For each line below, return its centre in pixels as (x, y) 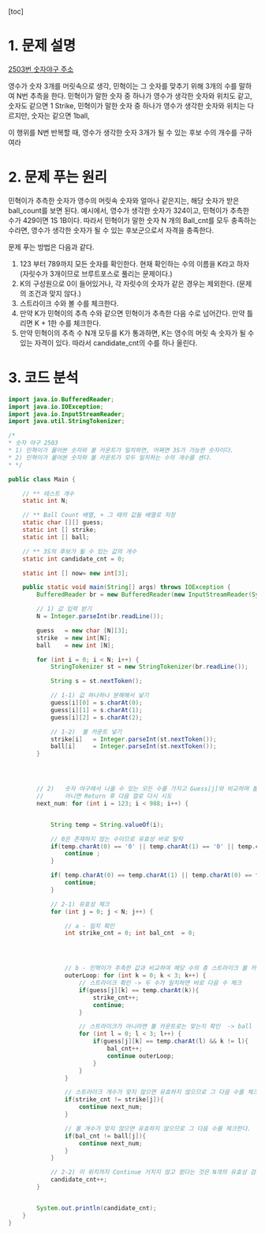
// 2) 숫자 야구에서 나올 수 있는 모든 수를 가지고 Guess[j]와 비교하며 (143, 789)
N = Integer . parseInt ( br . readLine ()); (100, 617)
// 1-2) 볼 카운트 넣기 (86, 732)
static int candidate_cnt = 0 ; (74, 559)
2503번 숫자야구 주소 (41, 69)
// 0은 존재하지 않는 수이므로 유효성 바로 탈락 (117, 839)
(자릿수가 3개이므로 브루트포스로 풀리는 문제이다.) (96, 274)
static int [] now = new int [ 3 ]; (75, 573)
